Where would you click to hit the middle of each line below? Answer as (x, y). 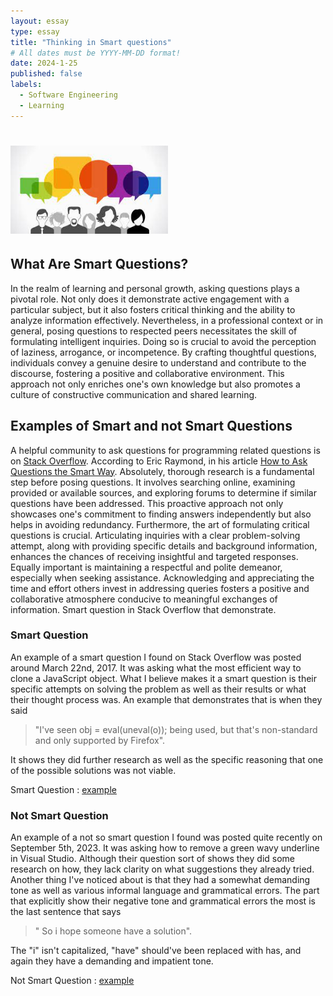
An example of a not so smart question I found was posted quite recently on (166, 837)
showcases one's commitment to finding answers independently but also (161, 514)
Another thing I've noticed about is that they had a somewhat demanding (160, 880)
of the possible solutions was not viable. (93, 770)
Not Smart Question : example (72, 981)
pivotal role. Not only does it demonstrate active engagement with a (150, 299)
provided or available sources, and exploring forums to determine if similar (163, 492)
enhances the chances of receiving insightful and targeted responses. (154, 556)
